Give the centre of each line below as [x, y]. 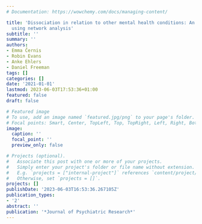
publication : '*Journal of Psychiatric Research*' [71, 212]
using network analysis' [43, 28]
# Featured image [28, 112]
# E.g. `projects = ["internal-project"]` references [78, 173]
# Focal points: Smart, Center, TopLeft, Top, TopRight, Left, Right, [96, 123]
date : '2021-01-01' [31, 84]
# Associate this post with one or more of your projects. [84, 162]
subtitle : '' [23, 34]
